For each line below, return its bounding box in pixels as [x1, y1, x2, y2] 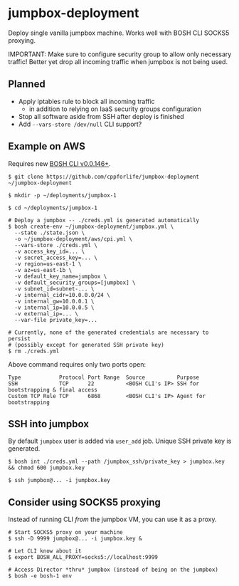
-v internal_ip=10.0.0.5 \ [14, 304, 95, 311]
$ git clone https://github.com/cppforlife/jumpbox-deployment [8, 173, 200, 180]
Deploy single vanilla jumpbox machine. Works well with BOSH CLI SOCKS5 [8, 28, 230, 37]
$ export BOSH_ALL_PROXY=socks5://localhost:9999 [8, 554, 159, 561]
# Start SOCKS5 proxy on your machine [8, 529, 123, 536]
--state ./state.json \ [14, 229, 85, 236]
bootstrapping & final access [8, 386, 98, 393]
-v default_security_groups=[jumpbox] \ [14, 279, 136, 286]
